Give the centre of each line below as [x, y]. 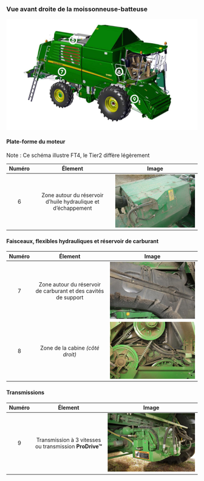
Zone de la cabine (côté [70, 348]
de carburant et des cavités [70, 291]
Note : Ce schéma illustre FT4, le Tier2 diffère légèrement [78, 155]
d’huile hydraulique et [72, 201]
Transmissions [25, 393]
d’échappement [73, 208]
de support [70, 297]
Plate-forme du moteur [36, 142]
